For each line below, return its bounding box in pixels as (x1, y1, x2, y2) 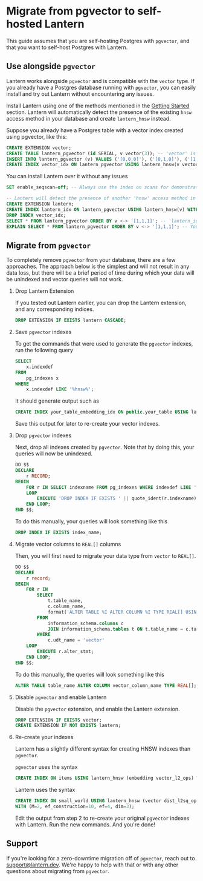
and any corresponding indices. (14, 306, 94, 313)
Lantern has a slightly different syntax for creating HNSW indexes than (14, 745, 191, 752)
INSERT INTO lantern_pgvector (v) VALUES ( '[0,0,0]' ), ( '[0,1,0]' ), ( (6, 156, 188, 162)
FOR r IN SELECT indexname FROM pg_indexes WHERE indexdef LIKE (26, 484, 192, 491)
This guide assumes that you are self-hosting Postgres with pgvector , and (6, 37, 190, 44)
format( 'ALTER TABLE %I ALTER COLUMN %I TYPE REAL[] (47, 609, 183, 615)
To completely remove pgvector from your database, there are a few (6, 256, 176, 264)
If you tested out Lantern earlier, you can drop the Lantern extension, (14, 299, 187, 307)
